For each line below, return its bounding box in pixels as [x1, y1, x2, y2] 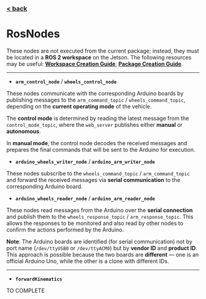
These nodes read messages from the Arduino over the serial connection [6, 206, 193, 214]
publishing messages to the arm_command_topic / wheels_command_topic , [6, 96, 186, 104]
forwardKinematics [15, 276, 63, 282]
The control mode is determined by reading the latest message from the [6, 115, 189, 122]
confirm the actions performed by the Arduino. [6, 225, 124, 233]
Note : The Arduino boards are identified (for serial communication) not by [6, 238, 193, 245]
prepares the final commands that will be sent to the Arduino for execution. [6, 146, 196, 153]
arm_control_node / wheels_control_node [15, 78, 117, 85]
